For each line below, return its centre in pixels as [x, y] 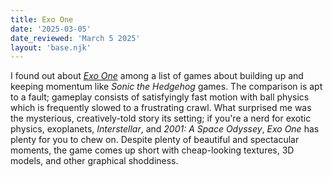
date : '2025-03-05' [51, 29]
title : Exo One [42, 19]
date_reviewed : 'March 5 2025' [75, 38]
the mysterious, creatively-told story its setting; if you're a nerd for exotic [161, 118]
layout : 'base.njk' [51, 47]
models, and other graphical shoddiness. [94, 161]
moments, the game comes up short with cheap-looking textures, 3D [152, 150]
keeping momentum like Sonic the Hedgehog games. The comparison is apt [166, 87]
